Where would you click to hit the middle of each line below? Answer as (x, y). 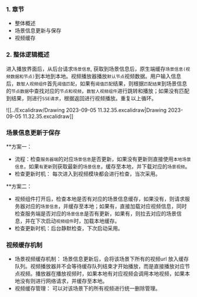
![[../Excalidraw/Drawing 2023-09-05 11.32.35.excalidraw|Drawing (86, 110)
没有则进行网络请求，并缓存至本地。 (64, 281)
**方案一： (19, 146)
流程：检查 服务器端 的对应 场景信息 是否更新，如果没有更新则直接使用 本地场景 (103, 159)
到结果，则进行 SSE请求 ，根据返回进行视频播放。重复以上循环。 (81, 98)
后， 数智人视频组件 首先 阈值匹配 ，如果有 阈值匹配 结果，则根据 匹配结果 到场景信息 (96, 83)
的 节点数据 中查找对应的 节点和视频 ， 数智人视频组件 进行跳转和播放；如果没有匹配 (98, 91)
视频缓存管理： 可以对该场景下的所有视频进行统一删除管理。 (87, 288)
